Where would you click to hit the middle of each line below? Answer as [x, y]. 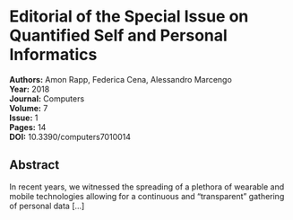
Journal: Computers [47, 98]
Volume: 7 [29, 108]
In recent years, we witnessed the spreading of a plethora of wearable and [147, 187]
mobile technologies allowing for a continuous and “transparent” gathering [147, 196]
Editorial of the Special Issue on [129, 17]
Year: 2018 [30, 89]
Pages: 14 [28, 127]
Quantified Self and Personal [119, 35]
